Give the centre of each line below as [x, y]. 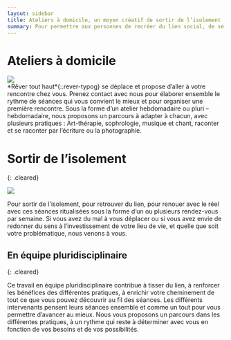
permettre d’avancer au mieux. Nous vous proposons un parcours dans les [113, 314]
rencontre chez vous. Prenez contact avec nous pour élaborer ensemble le [113, 94]
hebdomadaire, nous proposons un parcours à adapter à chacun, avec [108, 116]
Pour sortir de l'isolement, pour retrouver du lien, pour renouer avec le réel [113, 204]
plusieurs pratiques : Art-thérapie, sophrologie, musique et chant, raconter [113, 123]
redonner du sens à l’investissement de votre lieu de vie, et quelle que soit [113, 226]
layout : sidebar [30, 13]
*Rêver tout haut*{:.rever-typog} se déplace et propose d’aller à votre [107, 86]
